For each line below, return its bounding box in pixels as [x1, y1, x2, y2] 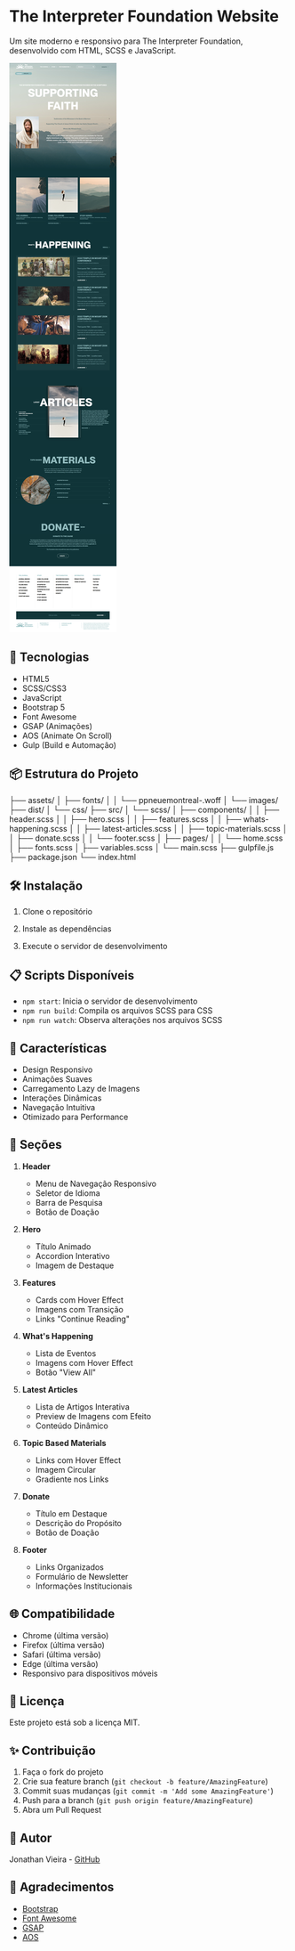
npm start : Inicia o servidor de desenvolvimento [21, 996, 198, 1007]
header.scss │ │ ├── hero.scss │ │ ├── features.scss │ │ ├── [9, 813, 242, 825]
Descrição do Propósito [35, 1517, 123, 1528]
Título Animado [35, 1240, 92, 1252]
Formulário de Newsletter [35, 1571, 129, 1581]
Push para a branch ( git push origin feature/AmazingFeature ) [21, 1795, 253, 1806]
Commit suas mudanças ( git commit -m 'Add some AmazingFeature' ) [21, 1785, 274, 1796]
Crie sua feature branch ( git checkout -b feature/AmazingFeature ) [21, 1776, 268, 1787]
